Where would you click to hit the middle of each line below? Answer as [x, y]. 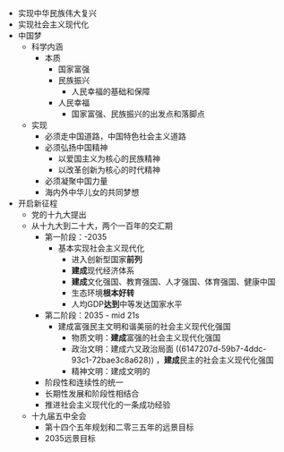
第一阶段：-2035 [76, 237]
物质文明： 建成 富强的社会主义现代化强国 [146, 337]
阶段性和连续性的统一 [84, 382]
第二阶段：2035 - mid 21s [92, 315]
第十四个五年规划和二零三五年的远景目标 [119, 427]
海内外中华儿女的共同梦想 [92, 192]
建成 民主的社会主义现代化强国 [219, 360]
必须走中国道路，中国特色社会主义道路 [115, 136]
